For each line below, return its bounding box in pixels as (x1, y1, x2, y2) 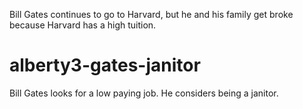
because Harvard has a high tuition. (9, 19, 157, 31)
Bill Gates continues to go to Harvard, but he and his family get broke (9, 9, 294, 20)
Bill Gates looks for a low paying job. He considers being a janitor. (9, 87, 279, 99)
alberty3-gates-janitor (9, 54, 201, 77)
